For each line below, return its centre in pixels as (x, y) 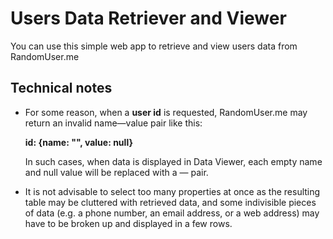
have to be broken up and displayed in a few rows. (128, 223)
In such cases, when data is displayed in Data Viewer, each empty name (173, 161)
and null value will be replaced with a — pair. (116, 172)
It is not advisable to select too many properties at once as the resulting (172, 191)
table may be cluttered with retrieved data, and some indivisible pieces (170, 202)
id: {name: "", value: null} (78, 142)
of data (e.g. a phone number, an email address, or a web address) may (172, 213)
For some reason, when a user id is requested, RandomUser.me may (166, 112)
